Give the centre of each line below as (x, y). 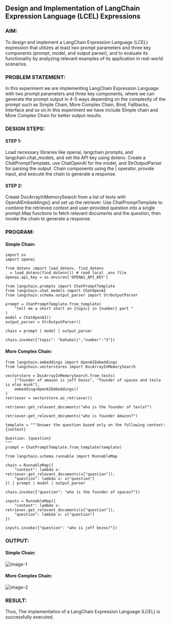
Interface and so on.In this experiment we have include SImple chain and (82, 110)
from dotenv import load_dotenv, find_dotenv (54, 269)
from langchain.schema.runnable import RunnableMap (61, 456)
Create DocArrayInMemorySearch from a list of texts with (66, 197)
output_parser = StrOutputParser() (43, 322)
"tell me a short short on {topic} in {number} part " (74, 309)
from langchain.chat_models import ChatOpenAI (56, 291)
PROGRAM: (20, 232)
